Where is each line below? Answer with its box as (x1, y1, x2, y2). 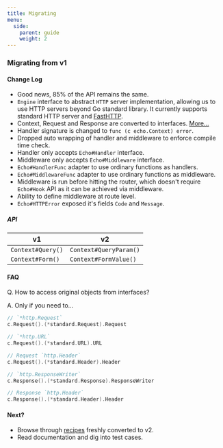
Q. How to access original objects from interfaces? (7, 288, 150, 297)
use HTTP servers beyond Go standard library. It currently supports (16, 105, 207, 113)
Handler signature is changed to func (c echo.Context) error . (16, 127, 194, 135)
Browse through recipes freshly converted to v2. (16, 426, 154, 434)
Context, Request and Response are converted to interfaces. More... (16, 119, 210, 127)
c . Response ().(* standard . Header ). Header (7, 396, 124, 403)
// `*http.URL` (7, 334, 51, 340)
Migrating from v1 (7, 58, 67, 68)
